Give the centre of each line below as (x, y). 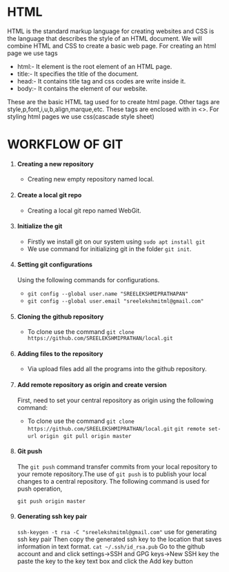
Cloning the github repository (60, 316)
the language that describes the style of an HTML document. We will (104, 38)
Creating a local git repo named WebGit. (84, 210)
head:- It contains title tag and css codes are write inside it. (101, 81)
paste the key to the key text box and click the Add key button (105, 561)
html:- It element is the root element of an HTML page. (94, 66)
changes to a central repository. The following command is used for (113, 481)
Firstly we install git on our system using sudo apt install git (116, 241)
